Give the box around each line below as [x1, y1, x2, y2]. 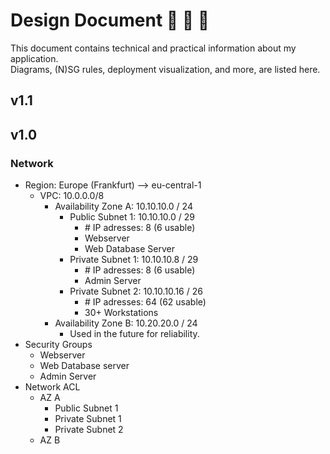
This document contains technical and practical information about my [10, 42, 297, 54]
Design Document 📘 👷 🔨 [10, 9, 210, 32]
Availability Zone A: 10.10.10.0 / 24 [54, 200, 193, 213]
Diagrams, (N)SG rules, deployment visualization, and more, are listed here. [10, 63, 321, 75]
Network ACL [24, 381, 81, 393]
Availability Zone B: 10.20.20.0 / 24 [54, 317, 198, 329]
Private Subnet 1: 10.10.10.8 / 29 [69, 254, 199, 266]
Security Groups [24, 339, 93, 351]
